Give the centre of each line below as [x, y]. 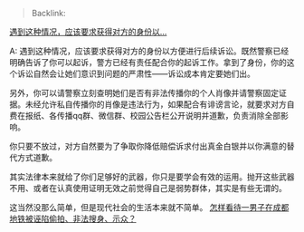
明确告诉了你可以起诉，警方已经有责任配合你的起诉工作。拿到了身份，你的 [148, 62]
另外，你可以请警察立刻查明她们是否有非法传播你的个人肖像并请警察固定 [144, 93]
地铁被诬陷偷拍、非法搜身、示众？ [73, 218]
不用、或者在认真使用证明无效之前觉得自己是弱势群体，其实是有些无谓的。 [148, 188]
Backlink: [48, 13]
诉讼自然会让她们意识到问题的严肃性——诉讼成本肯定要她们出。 [136, 73]
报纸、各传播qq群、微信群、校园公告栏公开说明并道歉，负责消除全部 [153, 116]
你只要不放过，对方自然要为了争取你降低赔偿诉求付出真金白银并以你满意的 [148, 146]
